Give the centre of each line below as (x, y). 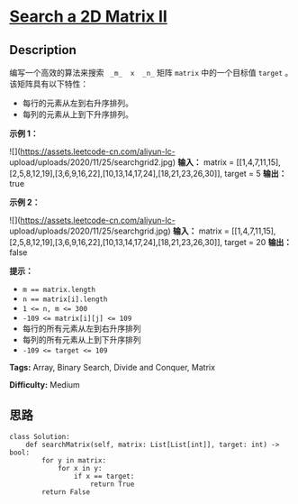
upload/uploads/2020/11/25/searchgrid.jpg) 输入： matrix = (119, 231)
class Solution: (40, 436)
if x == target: (104, 476)
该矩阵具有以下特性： (49, 84)
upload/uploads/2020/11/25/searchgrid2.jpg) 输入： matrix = (122, 162)
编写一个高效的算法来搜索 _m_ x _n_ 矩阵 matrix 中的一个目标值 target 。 (151, 73)
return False (66, 492)
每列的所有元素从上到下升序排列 (81, 339)
